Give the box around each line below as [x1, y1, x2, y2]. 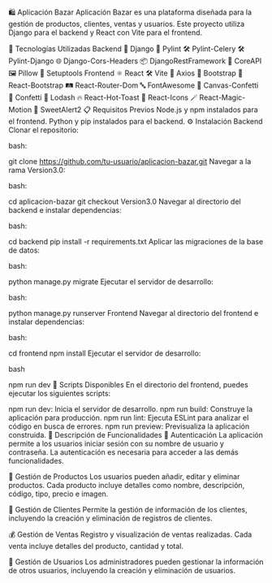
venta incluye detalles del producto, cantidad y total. [8, 542, 184, 551]
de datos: [8, 245, 41, 255]
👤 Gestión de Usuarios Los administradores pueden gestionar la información [8, 557, 264, 567]
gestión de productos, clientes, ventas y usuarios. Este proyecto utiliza [8, 19, 245, 28]
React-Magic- [199, 93, 246, 102]
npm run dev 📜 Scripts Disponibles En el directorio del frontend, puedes [8, 380, 249, 389]
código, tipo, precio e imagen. [8, 489, 109, 499]
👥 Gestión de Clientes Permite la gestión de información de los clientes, [8, 505, 248, 514]
